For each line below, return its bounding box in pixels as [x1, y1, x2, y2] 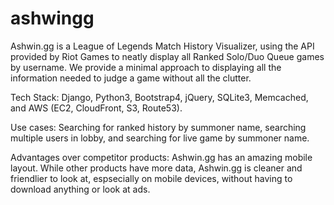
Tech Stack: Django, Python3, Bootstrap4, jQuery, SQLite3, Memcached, [10, 91, 309, 103]
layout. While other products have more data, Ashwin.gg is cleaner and [10, 162, 303, 174]
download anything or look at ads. [10, 183, 151, 195]
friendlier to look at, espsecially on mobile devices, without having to [10, 172, 293, 184]
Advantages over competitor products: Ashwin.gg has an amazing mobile [10, 151, 313, 163]
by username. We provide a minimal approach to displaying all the [10, 61, 282, 73]
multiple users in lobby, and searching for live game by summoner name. [10, 132, 310, 144]
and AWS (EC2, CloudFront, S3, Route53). [10, 102, 183, 114]
